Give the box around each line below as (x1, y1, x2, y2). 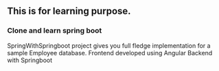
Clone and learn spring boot (7, 26, 102, 35)
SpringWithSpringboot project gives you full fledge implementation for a (7, 41, 211, 50)
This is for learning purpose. (7, 5, 132, 17)
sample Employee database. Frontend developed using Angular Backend (7, 48, 213, 57)
